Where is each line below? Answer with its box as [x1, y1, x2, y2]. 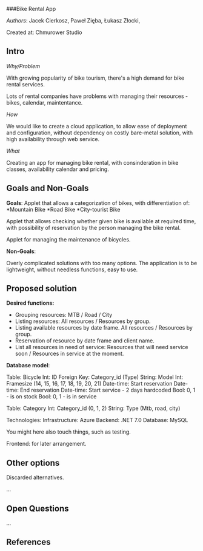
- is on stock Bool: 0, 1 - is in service [6, 393, 97, 400]
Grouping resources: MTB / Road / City [15, 311, 113, 319]
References [6, 537, 51, 547]
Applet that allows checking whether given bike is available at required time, [6, 217, 196, 224]
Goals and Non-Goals [6, 183, 89, 193]
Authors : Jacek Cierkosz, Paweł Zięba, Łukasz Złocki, [6, 17, 141, 24]
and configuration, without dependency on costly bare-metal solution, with [6, 129, 193, 136]
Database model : [6, 362, 50, 369]
